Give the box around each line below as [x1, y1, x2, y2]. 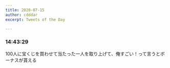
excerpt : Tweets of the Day [5, 17, 66, 22]
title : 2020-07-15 [5, 7, 45, 13]
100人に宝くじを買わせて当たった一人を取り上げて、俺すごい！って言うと [5, 51, 160, 57]
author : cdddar [5, 12, 38, 17]
